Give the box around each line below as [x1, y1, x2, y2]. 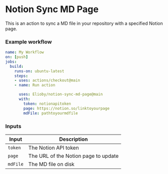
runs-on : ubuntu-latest [14, 68, 65, 74]
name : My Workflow [5, 50, 44, 55]
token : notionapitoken [23, 101, 71, 106]
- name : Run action [14, 82, 56, 88]
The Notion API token [28, 144, 79, 151]
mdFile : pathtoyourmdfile [23, 110, 78, 116]
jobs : [5, 59, 17, 64]
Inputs [5, 122, 22, 129]
